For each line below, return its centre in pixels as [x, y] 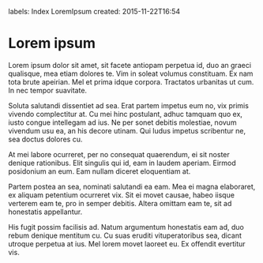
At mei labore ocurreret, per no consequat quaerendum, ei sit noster [119, 154]
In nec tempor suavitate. [48, 90]
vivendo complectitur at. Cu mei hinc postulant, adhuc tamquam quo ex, [126, 114]
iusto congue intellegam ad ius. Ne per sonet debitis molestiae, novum [122, 122]
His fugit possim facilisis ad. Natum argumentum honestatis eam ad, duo [126, 227]
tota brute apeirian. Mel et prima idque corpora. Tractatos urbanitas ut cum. [131, 81]
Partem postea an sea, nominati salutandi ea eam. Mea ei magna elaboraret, [132, 186]
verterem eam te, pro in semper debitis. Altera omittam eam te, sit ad [120, 203]
